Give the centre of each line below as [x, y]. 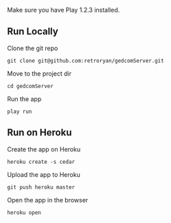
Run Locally [33, 31]
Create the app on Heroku [44, 149]
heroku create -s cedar [41, 162]
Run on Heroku [39, 132]
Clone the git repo [33, 48]
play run [20, 111]
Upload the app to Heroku [44, 174]
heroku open [24, 213]
